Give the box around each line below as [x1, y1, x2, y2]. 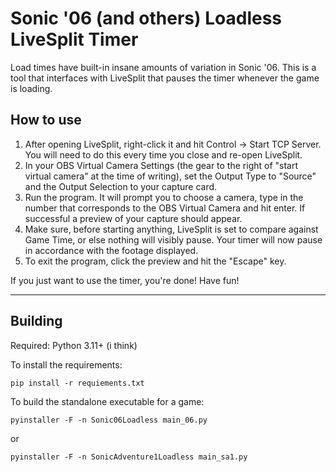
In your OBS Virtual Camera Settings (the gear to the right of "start [24, 159, 299, 171]
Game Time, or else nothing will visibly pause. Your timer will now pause [24, 233, 323, 246]
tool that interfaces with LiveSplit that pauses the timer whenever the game [10, 72, 320, 84]
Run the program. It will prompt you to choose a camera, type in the [24, 191, 304, 203]
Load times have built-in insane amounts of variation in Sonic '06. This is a [10, 61, 317, 73]
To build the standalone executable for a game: [10, 395, 205, 407]
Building [10, 313, 63, 330]
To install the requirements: [10, 358, 123, 371]
